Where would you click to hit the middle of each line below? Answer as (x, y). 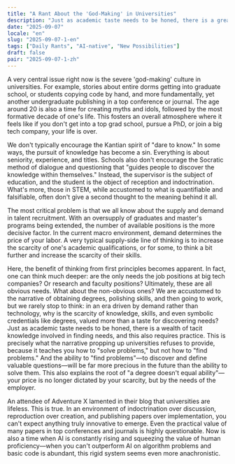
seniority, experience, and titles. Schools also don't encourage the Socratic (115, 160)
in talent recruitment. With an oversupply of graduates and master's (105, 218)
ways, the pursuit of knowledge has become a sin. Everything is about (108, 152)
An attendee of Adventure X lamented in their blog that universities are (109, 401)
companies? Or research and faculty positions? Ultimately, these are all (109, 283)
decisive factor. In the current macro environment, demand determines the (115, 232)
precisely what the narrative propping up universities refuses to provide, (111, 343)
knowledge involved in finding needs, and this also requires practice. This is (116, 335)
